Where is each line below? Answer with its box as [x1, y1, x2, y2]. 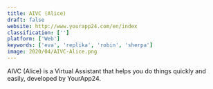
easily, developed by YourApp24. [7, 74, 102, 82]
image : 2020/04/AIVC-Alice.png [7, 49, 98, 55]
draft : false [7, 16, 45, 23]
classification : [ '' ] [7, 29, 70, 36]
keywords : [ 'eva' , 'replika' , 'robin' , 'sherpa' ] [7, 42, 154, 49]
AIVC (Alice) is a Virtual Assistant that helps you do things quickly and [7, 66, 206, 75]
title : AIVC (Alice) [7, 10, 67, 17]
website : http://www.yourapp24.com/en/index [7, 23, 138, 29]
